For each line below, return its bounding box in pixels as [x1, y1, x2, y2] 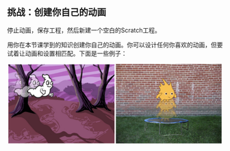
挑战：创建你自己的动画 [7, 6, 106, 19]
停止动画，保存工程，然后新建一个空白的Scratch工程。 [7, 26, 161, 34]
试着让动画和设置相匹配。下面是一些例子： [7, 49, 127, 57]
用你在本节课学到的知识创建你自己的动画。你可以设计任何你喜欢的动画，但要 [7, 40, 223, 49]
